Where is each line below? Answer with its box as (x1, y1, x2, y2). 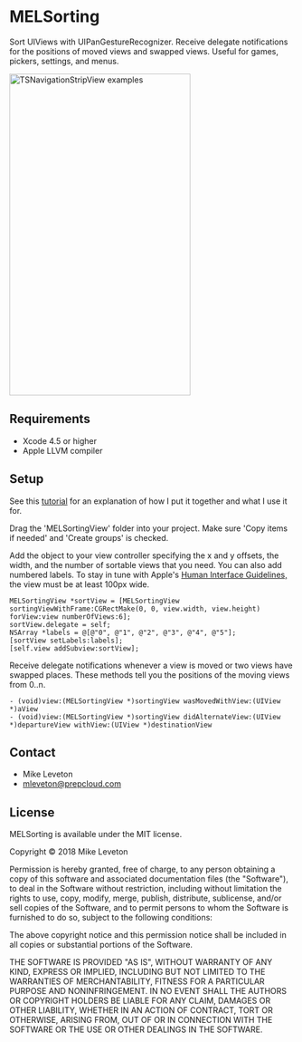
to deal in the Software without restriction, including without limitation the (9, 883, 282, 894)
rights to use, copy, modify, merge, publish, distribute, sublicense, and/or (9, 892, 282, 903)
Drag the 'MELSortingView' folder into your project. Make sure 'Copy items (9, 523, 288, 534)
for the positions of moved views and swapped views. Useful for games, (9, 45, 278, 56)
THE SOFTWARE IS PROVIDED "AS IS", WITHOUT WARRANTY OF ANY (9, 957, 273, 968)
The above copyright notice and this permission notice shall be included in (9, 930, 287, 941)
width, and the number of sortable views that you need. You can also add (9, 559, 282, 570)
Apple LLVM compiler (22, 445, 103, 456)
